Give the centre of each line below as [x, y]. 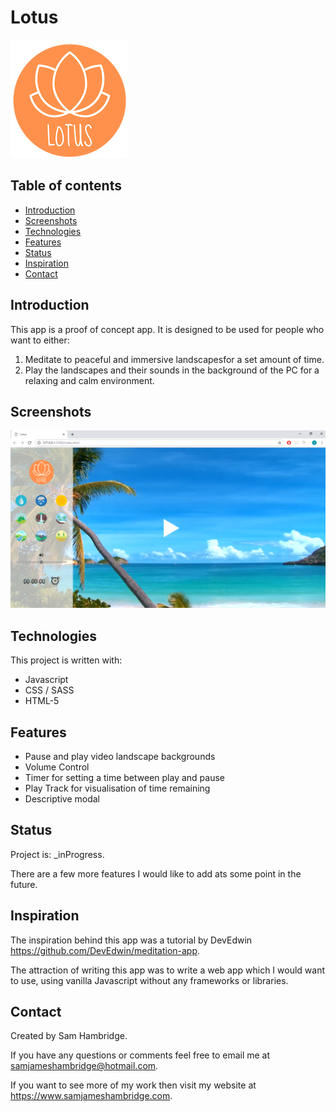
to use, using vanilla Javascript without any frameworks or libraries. [149, 980]
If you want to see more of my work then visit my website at [133, 1085]
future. [24, 884]
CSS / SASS [49, 690]
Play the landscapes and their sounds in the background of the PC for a [172, 370]
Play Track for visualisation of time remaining [117, 788]
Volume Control [57, 767]
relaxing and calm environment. [89, 380]
